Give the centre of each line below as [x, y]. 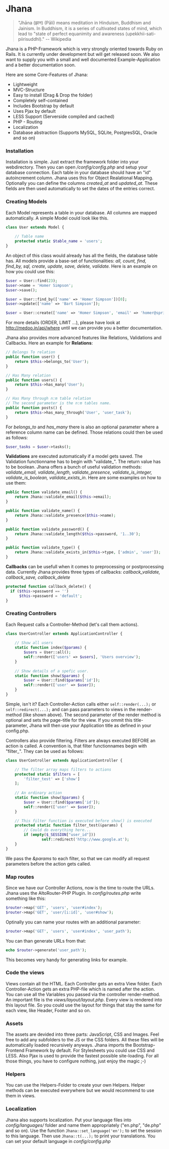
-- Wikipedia [58, 39]
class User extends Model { [35, 227]
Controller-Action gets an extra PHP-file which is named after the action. [80, 989]
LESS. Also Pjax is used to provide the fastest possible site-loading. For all [82, 1056]
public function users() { [34, 380]
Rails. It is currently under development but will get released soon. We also [83, 54]
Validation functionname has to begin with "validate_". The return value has [83, 462]
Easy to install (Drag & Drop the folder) [53, 95]
